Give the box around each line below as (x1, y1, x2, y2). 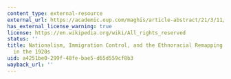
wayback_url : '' (7, 61, 54, 68)
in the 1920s (13, 49, 51, 56)
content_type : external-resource (7, 10, 103, 17)
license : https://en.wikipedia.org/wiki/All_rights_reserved (7, 29, 186, 36)
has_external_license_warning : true (7, 23, 112, 30)
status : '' (7, 36, 38, 43)
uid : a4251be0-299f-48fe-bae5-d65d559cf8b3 (7, 55, 134, 62)
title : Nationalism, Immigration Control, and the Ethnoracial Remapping (7, 42, 223, 49)
